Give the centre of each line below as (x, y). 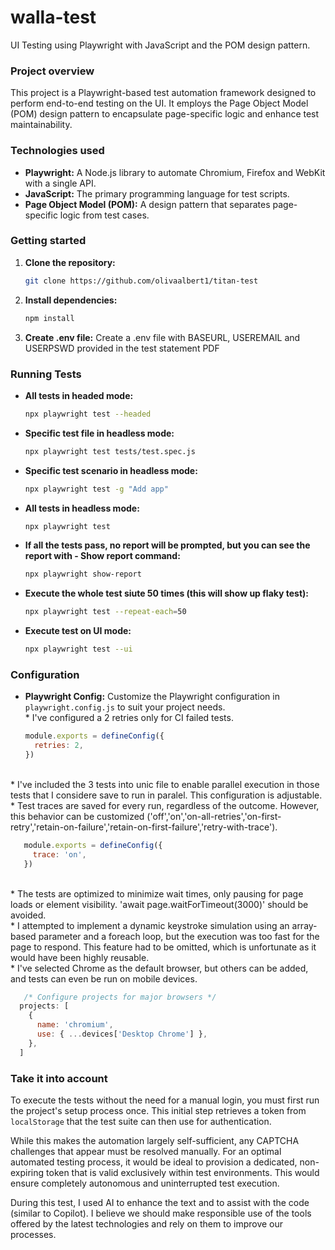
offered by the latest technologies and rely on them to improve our (147, 1223)
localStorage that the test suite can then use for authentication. (141, 1121)
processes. (33, 1234)
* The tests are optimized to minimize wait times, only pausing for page (157, 893)
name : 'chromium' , (75, 1025)
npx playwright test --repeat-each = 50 (105, 612)
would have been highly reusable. (80, 957)
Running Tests (46, 374)
